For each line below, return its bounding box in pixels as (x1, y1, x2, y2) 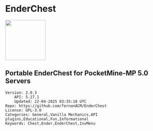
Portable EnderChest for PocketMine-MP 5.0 (5, 69, 148, 78)
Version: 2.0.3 (5, 90, 37, 95)
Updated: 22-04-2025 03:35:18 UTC (14, 99, 87, 104)
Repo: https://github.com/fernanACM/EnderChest (5, 103, 107, 108)
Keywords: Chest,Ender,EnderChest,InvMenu (5, 121, 96, 126)
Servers (5, 77, 31, 85)
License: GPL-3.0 (5, 107, 42, 113)
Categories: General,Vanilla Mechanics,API (5, 112, 98, 117)
